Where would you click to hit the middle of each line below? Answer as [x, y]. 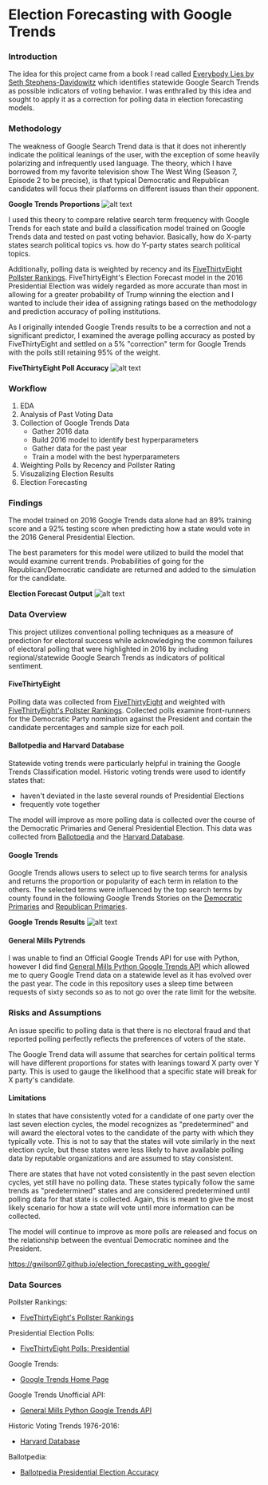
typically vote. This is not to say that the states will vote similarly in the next [132, 1141]
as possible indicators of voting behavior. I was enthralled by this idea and [130, 91]
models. [22, 108]
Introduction [33, 57]
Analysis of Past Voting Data [66, 415]
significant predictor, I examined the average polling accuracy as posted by [132, 335]
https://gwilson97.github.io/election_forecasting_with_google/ [109, 1264]
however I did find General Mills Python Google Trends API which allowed [129, 967]
